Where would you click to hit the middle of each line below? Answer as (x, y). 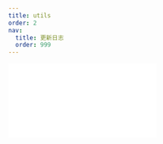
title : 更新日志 (40, 38)
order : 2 (23, 23)
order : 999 (33, 45)
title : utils (30, 15)
